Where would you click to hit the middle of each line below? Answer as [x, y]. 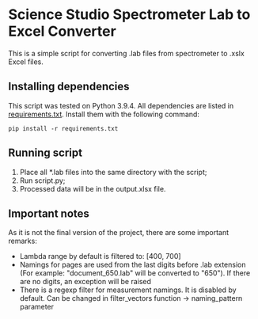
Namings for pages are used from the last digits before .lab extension [133, 265]
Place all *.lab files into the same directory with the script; [113, 172]
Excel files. [26, 62]
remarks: [23, 241]
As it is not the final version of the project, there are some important [119, 233]
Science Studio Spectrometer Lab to [129, 15]
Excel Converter [62, 31]
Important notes [49, 213]
